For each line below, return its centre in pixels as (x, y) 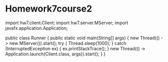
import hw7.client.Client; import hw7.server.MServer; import (67, 23)
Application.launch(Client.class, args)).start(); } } (55, 54)
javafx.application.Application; (36, 28)
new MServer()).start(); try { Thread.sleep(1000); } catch (68, 43)
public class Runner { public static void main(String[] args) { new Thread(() (82, 38)
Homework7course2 (49, 9)
